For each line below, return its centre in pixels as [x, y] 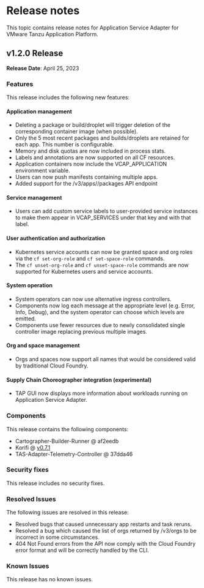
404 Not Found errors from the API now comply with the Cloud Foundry [105, 544]
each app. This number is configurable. [65, 145]
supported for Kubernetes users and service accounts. [84, 271]
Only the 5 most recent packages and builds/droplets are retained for [102, 138]
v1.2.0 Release [35, 54]
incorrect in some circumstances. [57, 537]
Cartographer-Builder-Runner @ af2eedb [67, 441]
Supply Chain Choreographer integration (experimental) [79, 380]
